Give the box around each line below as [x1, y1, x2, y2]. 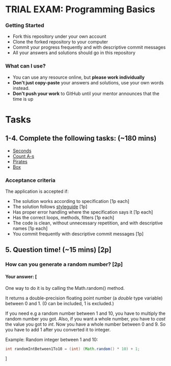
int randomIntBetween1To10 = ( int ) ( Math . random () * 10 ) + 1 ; [5, 346, 140, 351]
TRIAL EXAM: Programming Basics [5, 4, 155, 15]
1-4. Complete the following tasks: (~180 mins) [5, 134, 157, 143]
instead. [12, 85, 30, 91]
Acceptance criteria [5, 176, 56, 184]
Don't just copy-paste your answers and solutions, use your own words [12, 79, 164, 85]
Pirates [12, 158, 28, 165]
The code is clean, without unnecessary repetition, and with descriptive [12, 220, 163, 226]
